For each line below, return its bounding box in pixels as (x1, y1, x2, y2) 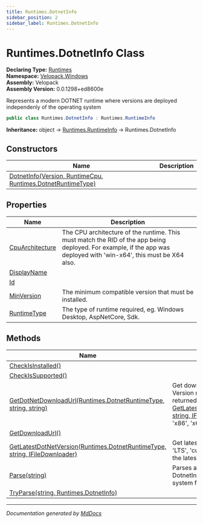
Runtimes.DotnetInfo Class (6, 46, 145, 60)
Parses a (172, 463, 198, 472)
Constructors (6, 143, 58, 154)
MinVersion (9, 291, 41, 300)
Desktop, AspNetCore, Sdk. (62, 313, 140, 321)
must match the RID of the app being (62, 235, 166, 244)
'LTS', (172, 446, 188, 454)
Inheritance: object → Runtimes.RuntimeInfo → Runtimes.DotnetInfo (6, 126, 176, 134)
